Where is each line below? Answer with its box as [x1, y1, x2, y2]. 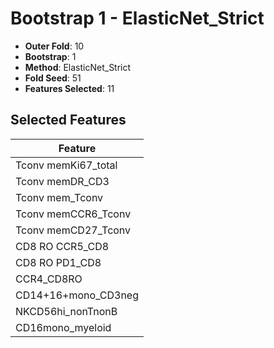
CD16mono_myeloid [15, 320, 112, 334]
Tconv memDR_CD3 [15, 174, 110, 188]
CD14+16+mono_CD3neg [15, 288, 140, 302]
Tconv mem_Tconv [15, 190, 104, 204]
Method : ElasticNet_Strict [24, 61, 132, 73]
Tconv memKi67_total [15, 158, 118, 172]
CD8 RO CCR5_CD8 [15, 239, 110, 253]
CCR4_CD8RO [15, 272, 83, 286]
